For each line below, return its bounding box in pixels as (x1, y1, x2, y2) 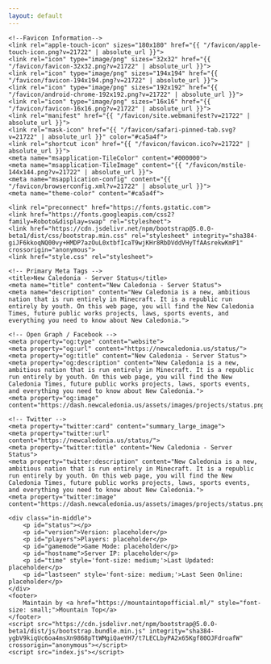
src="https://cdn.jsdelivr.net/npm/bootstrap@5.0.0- (37, 620, 219, 628)
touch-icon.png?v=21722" (8, 48, 92, 56)
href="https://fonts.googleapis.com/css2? (29, 211, 175, 219)
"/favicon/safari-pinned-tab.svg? (119, 126, 236, 134)
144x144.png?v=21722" (8, 168, 81, 176)
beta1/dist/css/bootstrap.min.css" (8, 232, 128, 240)
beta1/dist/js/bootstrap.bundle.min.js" (8, 627, 147, 635)
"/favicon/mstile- (185, 161, 248, 169)
